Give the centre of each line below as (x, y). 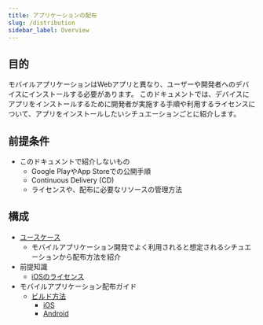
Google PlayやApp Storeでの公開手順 (91, 171)
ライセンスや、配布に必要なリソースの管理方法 (107, 189)
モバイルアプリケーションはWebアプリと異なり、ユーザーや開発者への (122, 84)
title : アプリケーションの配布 (53, 15)
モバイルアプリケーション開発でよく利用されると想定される (128, 247)
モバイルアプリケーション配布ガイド (78, 286)
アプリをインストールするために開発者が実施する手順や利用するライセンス (128, 104)
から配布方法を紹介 (90, 257)
